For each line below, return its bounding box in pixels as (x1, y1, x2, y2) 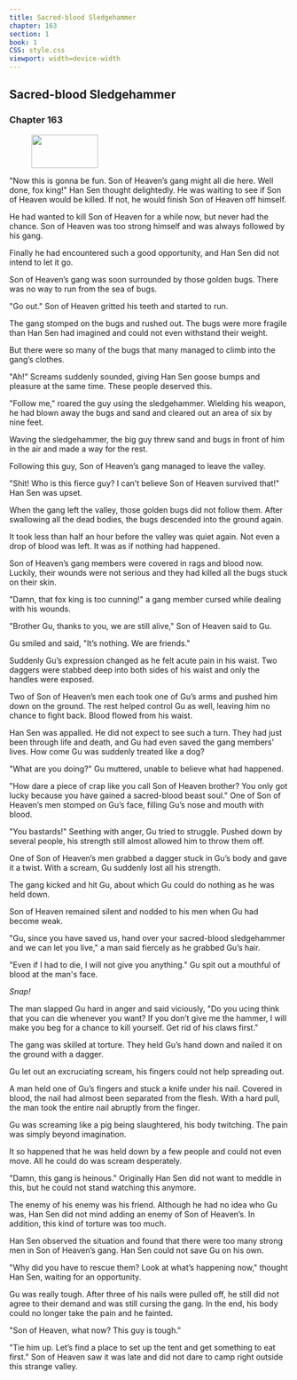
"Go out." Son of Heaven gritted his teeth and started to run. (9, 300, 229, 311)
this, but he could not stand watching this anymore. (9, 1182, 197, 1193)
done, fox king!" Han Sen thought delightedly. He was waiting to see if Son (9, 184, 282, 195)
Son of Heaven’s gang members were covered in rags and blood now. (9, 557, 263, 569)
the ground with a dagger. (9, 1049, 104, 1059)
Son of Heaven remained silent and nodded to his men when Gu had (9, 905, 259, 916)
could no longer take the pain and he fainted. (9, 1307, 174, 1318)
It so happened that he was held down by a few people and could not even (9, 1145, 282, 1156)
